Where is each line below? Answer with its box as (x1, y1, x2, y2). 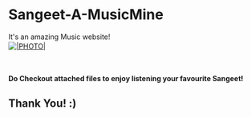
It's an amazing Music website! (8, 32, 111, 41)
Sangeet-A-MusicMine (8, 6, 164, 24)
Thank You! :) (8, 97, 77, 110)
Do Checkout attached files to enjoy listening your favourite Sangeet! (8, 73, 244, 83)
